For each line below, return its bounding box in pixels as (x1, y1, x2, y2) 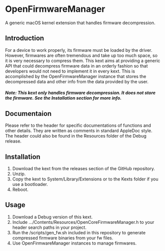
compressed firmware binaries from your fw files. (12, 235, 114, 241)
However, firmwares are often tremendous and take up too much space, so (5, 52, 158, 58)
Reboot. (12, 186, 29, 192)
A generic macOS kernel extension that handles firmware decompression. (5, 20, 156, 26)
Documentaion (5, 109, 52, 118)
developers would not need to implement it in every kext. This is (5, 68, 135, 74)
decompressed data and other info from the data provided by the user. (5, 78, 149, 84)
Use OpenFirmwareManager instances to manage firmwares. (12, 240, 137, 246)
